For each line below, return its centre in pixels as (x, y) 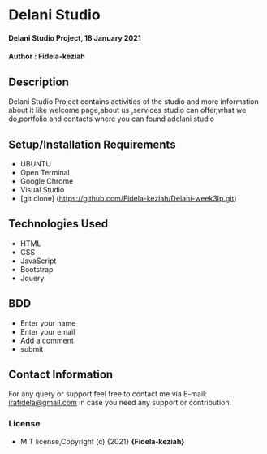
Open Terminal (45, 173)
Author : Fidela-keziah (47, 56)
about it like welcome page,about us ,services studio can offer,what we (127, 110)
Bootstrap (37, 269)
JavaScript (38, 261)
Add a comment (47, 340)
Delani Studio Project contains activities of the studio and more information (133, 102)
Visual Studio (42, 190)
